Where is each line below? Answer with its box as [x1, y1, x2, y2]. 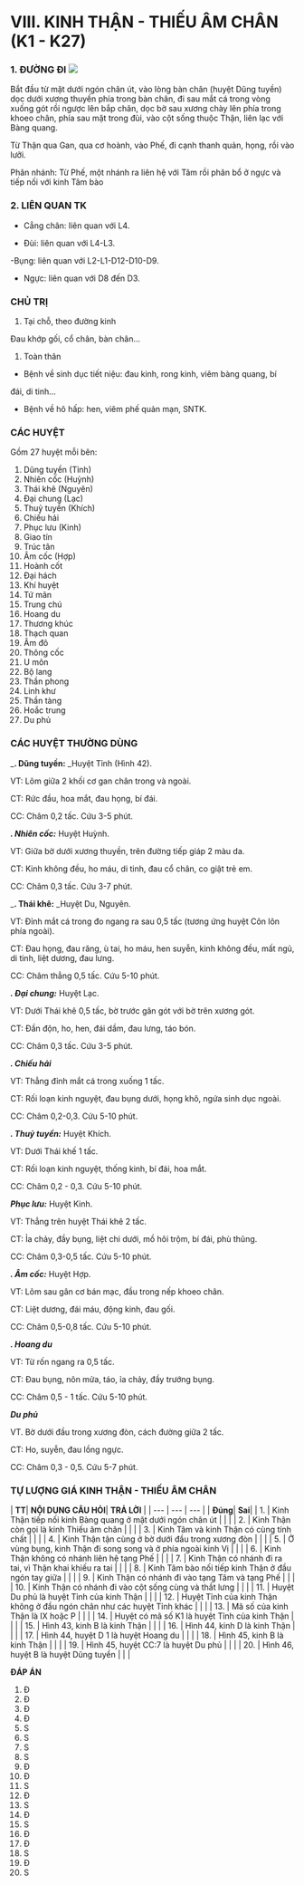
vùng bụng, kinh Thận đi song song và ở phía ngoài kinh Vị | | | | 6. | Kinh [10, 1543, 281, 1553]
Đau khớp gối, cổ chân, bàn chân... [10, 333, 141, 344]
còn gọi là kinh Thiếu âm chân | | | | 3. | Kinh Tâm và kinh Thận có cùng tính [10, 1524, 292, 1534]
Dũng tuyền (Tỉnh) [23, 465, 91, 476]
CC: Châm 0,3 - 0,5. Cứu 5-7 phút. [10, 1461, 138, 1472]
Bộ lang [23, 667, 52, 678]
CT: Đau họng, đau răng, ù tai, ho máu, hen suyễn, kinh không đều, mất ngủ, [10, 943, 295, 954]
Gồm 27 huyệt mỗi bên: [10, 447, 98, 457]
